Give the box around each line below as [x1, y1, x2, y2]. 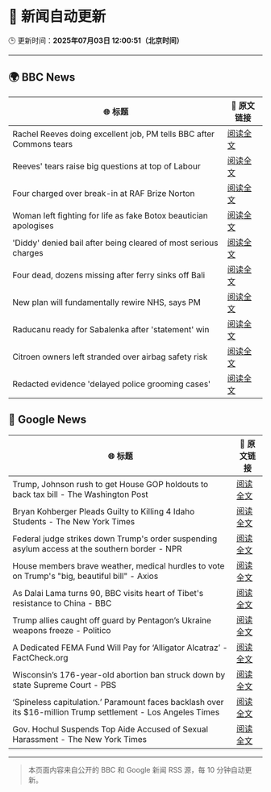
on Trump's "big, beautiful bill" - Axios [12, 570, 159, 581]
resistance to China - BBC [12, 598, 112, 609]
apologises [12, 219, 54, 231]
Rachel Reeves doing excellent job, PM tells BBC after [12, 128, 215, 140]
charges [12, 247, 44, 258]
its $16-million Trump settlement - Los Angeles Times [12, 707, 220, 718]
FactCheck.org [12, 652, 69, 663]
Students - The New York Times [12, 515, 135, 527]
